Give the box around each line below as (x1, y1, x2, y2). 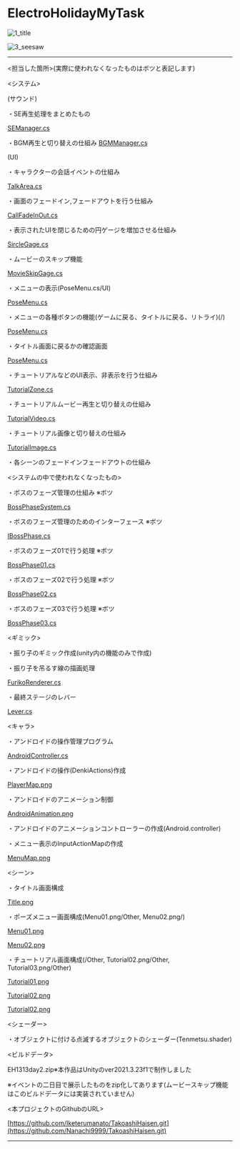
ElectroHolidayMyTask (7, 5, 145, 21)
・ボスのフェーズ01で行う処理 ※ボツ (7, 546, 114, 554)
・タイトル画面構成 (7, 883, 64, 892)
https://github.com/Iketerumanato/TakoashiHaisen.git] (9, 1118, 169, 1127)
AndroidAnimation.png (7, 809, 74, 817)
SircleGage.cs (7, 239, 49, 248)
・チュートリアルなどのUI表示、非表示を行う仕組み (7, 370, 159, 379)
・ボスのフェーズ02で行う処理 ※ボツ (7, 575, 115, 584)
